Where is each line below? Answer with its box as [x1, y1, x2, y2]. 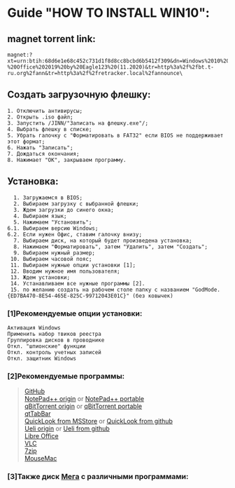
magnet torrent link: [7, 33, 96, 45]
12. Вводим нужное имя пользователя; [10, 268, 120, 275]
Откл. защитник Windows [7, 355, 77, 362]
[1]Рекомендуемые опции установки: [7, 309, 143, 318]
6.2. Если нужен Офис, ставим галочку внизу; [7, 231, 142, 238]
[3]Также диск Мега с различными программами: [7, 472, 189, 482]
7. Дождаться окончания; [7, 150, 80, 157]
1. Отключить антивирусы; [7, 107, 83, 114]
